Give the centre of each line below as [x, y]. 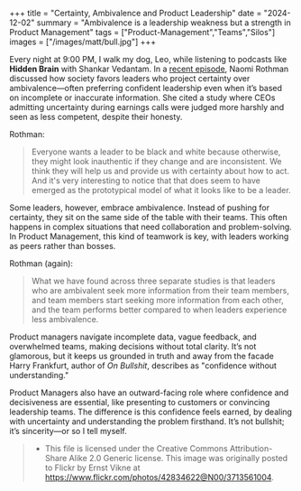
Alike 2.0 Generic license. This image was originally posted [178, 458]
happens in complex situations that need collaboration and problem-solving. [151, 227]
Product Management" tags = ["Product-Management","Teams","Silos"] [142, 32]
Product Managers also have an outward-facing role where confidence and [149, 393]
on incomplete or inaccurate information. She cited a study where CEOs [142, 97]
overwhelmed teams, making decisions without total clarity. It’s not [133, 346]
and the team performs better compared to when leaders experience [159, 310]
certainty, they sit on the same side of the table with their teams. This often [148, 217]
